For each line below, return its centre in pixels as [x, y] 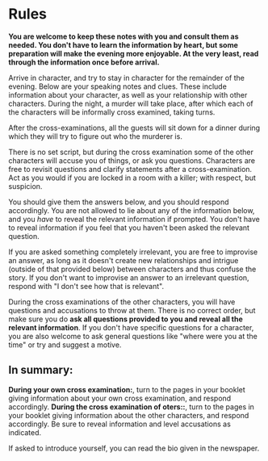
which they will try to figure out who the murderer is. [96, 136]
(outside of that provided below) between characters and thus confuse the [132, 269]
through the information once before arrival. [84, 62]
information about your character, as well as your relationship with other [128, 94]
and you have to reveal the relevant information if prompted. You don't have [134, 219]
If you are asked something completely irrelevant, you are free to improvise [133, 252]
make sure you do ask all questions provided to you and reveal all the [126, 319]
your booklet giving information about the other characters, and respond [129, 415]
